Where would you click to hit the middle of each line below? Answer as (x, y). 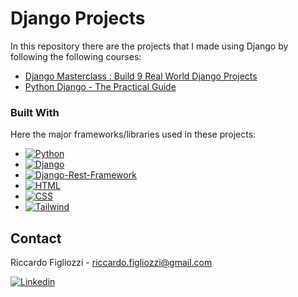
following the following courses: (76, 56)
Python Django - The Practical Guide (100, 86)
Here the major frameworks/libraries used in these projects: (133, 134)
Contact (36, 238)
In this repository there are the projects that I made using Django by (149, 46)
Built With (35, 112)
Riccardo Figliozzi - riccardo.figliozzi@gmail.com (111, 263)
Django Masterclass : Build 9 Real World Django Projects (141, 76)
